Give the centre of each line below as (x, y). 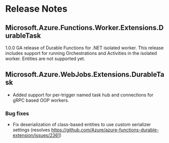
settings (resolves (31, 130)
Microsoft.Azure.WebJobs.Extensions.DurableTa (85, 75)
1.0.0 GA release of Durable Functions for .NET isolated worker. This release (84, 48)
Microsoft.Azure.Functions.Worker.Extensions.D (84, 28)
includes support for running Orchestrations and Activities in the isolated (81, 53)
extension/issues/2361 (36, 135)
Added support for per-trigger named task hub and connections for (83, 95)
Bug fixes (17, 113)
